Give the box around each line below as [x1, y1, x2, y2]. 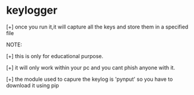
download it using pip [6, 81, 60, 89]
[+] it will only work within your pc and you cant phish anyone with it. [6, 64, 175, 71]
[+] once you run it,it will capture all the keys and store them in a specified [6, 23, 189, 30]
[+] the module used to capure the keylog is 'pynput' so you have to [6, 75, 173, 83]
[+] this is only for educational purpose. [6, 52, 103, 59]
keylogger [6, 4, 58, 17]
